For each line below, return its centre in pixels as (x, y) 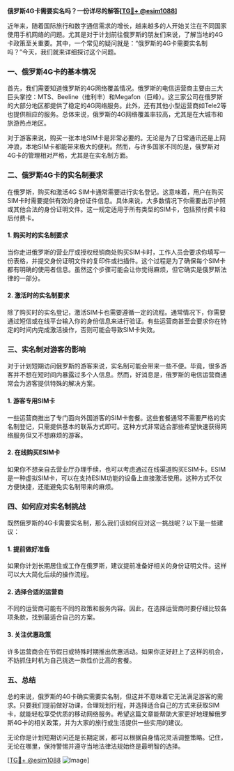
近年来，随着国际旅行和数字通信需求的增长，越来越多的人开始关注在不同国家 (117, 26)
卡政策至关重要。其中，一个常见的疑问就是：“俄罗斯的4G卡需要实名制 (107, 43)
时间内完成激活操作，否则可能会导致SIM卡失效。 (89, 330)
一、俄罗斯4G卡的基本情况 (52, 71)
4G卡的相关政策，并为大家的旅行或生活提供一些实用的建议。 (100, 722)
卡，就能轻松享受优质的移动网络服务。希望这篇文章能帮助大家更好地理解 (111, 714)
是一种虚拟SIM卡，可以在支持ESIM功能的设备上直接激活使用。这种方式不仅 (115, 478)
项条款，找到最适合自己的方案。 (53, 617)
